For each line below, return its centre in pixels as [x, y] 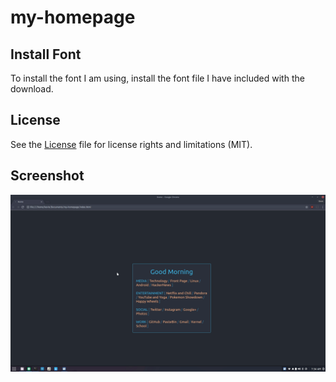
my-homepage [73, 17]
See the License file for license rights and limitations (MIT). [131, 144]
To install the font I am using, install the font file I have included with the [157, 78]
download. [32, 89]
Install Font [46, 54]
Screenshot [47, 176]
